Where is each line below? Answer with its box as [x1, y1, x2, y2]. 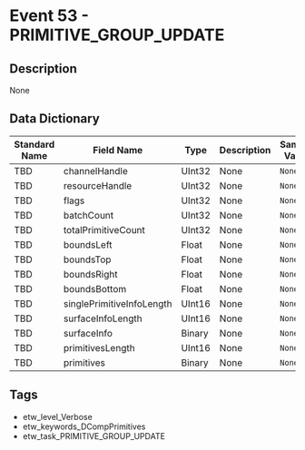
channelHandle [63, 164, 129, 177]
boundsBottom [63, 282, 127, 295]
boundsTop [63, 253, 112, 266]
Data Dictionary [9, 111, 100, 127]
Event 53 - [9, 5, 89, 26]
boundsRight [63, 268, 118, 280]
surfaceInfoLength [63, 312, 143, 325]
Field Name [93, 143, 143, 156]
